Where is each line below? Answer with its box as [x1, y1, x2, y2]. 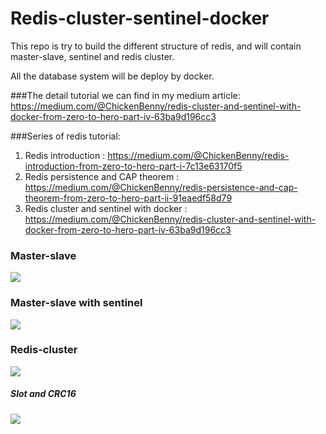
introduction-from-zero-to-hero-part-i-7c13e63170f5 [24, 160, 243, 172]
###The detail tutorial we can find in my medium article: [10, 89, 241, 101]
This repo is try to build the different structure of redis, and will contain [10, 40, 302, 52]
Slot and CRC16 [10, 388, 77, 400]
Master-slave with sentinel [10, 296, 143, 310]
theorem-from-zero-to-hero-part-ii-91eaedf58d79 [24, 192, 233, 204]
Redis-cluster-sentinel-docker [10, 7, 270, 30]
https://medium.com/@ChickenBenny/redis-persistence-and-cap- [24, 181, 298, 193]
